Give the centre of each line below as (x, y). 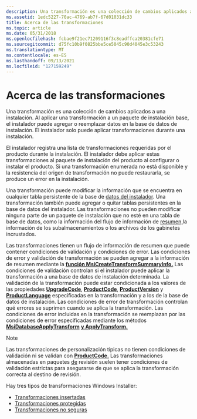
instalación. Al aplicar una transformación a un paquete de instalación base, (98, 118)
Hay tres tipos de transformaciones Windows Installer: (72, 386)
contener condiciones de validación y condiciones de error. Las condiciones (98, 252)
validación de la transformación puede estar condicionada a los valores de (96, 283)
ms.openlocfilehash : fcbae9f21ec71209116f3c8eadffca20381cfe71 (85, 39)
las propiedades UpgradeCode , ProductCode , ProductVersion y (85, 289)
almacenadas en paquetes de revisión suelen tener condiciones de (87, 362)
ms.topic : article (28, 28)
